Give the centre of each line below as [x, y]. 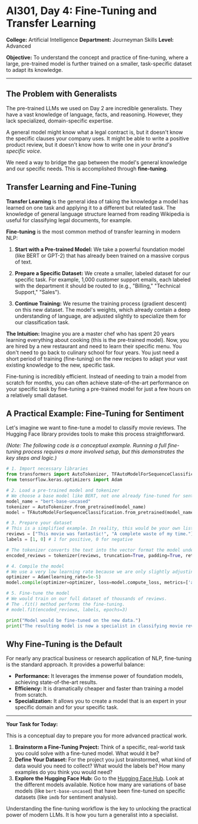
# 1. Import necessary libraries [47, 469]
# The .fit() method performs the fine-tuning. [66, 604]
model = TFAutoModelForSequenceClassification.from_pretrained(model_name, [101, 512]
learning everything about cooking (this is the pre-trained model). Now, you [98, 340]
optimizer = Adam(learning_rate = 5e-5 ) [54, 577]
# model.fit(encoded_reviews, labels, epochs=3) [67, 609]
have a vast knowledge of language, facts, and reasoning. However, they [94, 114]
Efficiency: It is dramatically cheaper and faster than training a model [99, 688]
